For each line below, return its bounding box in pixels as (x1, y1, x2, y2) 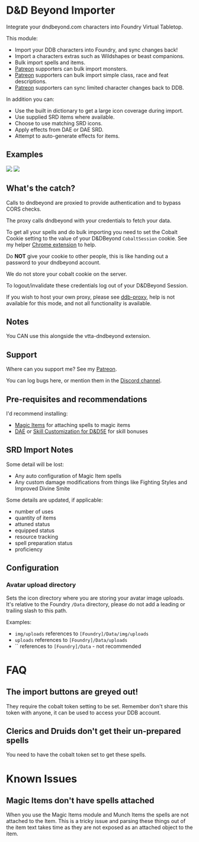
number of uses (14, 508, 54, 515)
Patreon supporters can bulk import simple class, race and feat (14, 71, 169, 78)
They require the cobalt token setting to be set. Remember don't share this (6, 702, 188, 710)
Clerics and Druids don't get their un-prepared (6, 726, 181, 736)
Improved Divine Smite (14, 485, 70, 492)
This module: (6, 34, 38, 42)
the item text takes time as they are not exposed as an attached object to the (6, 824, 194, 831)
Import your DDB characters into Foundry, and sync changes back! (14, 46, 178, 53)
